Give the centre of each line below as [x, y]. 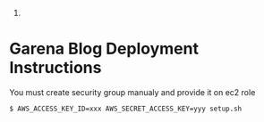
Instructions [55, 68]
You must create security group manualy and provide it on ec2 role [132, 92]
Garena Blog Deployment [104, 49]
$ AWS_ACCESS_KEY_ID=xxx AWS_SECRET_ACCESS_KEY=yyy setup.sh [126, 109]
